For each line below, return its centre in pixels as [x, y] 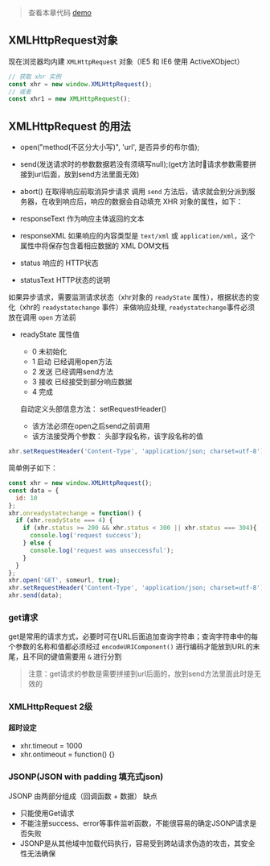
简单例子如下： [33, 468]
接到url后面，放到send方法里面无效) [80, 174]
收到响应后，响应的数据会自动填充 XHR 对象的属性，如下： [145, 201]
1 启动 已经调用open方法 [72, 362]
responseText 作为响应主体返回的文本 [82, 219]
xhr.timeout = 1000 [51, 746]
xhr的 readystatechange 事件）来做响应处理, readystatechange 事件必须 [139, 307]
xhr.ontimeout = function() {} [67, 754]
